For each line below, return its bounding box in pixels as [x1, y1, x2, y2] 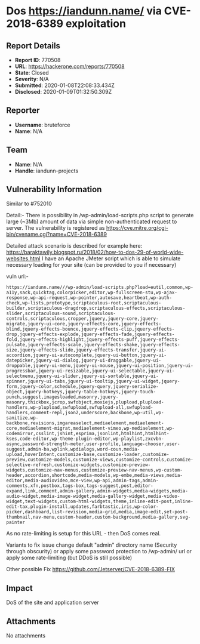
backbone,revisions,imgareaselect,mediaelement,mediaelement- [6, 420, 164, 426]
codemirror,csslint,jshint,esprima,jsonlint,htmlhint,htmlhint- [6, 431, 170, 437]
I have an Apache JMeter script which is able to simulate [41, 255, 181, 262]
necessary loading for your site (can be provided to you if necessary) [6, 261, 177, 269]
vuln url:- [6, 273, 29, 280]
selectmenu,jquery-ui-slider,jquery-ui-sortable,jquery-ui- [6, 373, 159, 380]
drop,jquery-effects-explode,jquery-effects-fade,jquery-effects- [6, 331, 175, 338]
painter [6, 519, 26, 526]
